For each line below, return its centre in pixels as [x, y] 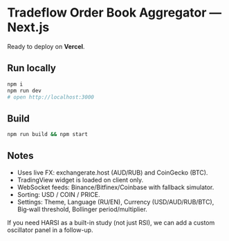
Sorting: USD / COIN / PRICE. [58, 194]
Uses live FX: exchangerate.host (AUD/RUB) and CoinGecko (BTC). [112, 172]
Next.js [28, 27]
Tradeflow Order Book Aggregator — [114, 13]
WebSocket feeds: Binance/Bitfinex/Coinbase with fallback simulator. [116, 187]
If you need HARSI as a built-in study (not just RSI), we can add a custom [111, 222]
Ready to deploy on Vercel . [46, 46]
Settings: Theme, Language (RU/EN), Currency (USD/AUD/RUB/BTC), [116, 202]
